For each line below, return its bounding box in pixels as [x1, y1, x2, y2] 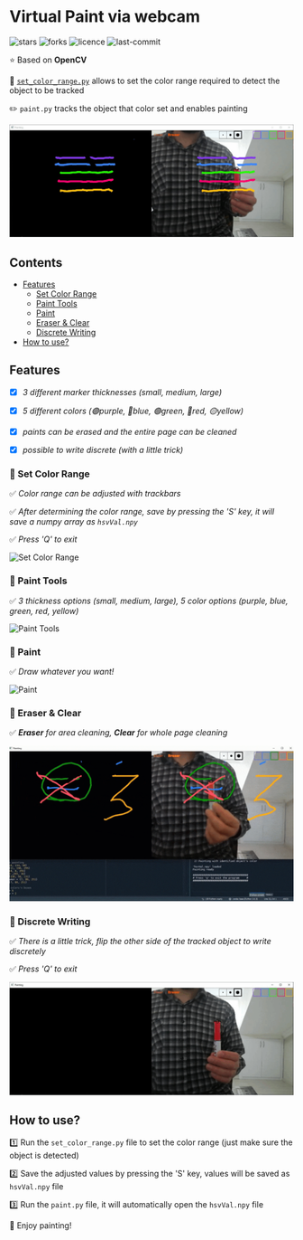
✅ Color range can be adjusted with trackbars [9, 488, 181, 499]
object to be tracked [9, 84, 85, 96]
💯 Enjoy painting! [9, 1220, 72, 1231]
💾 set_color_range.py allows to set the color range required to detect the [9, 75, 280, 86]
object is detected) [9, 1150, 79, 1161]
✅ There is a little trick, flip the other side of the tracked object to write [9, 936, 272, 947]
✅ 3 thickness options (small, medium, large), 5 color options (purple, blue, [9, 595, 289, 606]
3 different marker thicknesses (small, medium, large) [22, 386, 223, 397]
